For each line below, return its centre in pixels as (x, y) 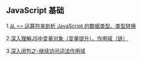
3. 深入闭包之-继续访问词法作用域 (46, 51)
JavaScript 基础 (35, 11)
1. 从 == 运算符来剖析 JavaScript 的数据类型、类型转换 (71, 26)
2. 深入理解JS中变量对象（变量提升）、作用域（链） (67, 38)
